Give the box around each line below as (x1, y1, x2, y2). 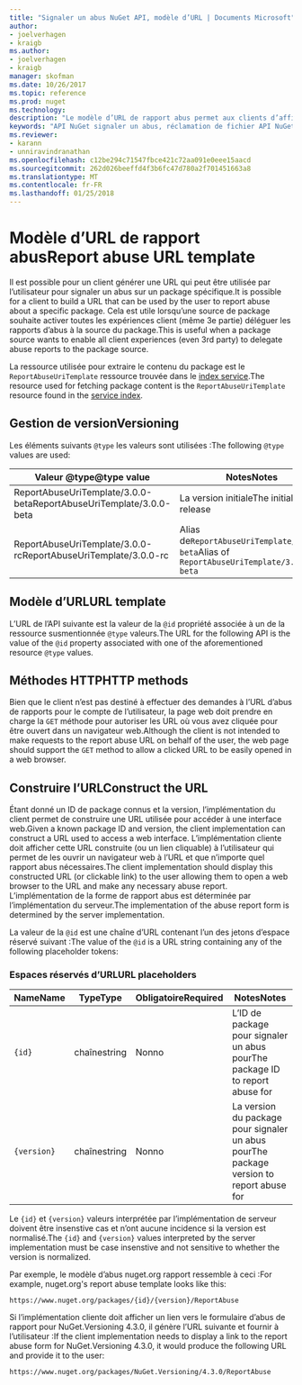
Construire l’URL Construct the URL (9, 780, 209, 795)
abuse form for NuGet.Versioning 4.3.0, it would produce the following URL (9, 1341, 287, 1352)
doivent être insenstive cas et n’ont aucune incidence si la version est (9, 1223, 267, 1234)
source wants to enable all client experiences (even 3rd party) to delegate (9, 334, 283, 345)
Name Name (13, 991, 66, 1004)
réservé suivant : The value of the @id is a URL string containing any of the (9, 937, 282, 947)
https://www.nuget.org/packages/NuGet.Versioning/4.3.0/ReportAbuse (9, 1368, 271, 1377)
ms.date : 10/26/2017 (9, 80, 87, 89)
